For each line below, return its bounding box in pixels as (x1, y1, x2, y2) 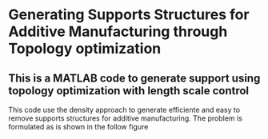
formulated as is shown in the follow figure (8, 122, 149, 131)
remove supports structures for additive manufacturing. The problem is (8, 113, 242, 123)
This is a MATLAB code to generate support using (8, 71, 261, 85)
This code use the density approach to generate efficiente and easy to (8, 105, 241, 114)
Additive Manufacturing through (8, 22, 228, 41)
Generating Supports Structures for (8, 6, 250, 24)
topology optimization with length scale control (8, 84, 250, 97)
